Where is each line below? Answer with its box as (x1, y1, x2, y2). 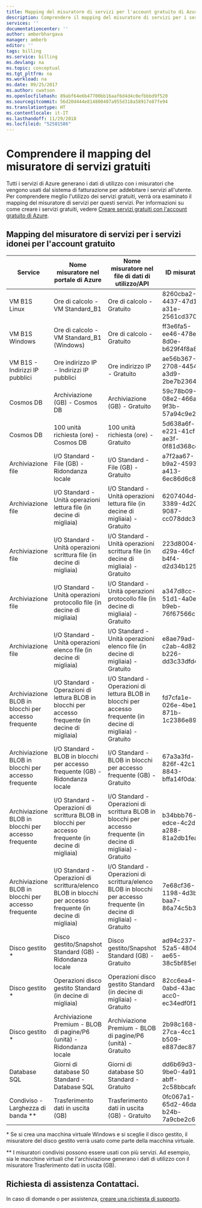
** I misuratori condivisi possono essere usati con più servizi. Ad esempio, (6, 1148, 191, 1156)
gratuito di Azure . (6, 212, 49, 219)
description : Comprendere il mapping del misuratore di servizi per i (6, 14, 187, 21)
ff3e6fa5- (162, 322, 191, 330)
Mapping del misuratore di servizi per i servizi (6, 229, 182, 240)
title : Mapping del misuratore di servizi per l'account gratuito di (6, 8, 185, 15)
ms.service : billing (6, 54, 58, 60)
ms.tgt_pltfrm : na (6, 71, 52, 77)
